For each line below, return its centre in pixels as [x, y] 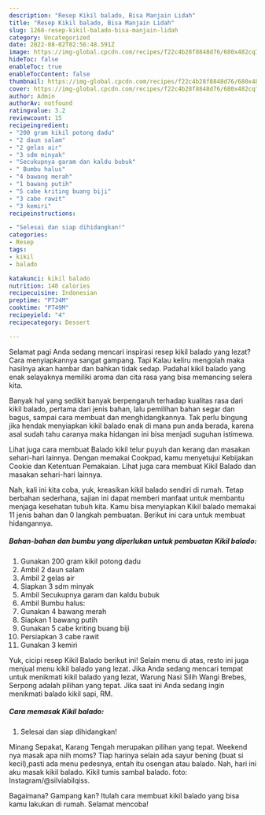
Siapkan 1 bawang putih [59, 620]
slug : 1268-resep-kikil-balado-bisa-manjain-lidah [94, 30]
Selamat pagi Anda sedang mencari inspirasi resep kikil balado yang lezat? [130, 352]
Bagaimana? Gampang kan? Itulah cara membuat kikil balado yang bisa [124, 795]
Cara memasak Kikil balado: [57, 712]
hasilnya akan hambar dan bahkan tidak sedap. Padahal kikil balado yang [127, 368]
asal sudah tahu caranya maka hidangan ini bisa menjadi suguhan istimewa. [132, 434]
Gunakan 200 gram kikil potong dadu [80, 561]
